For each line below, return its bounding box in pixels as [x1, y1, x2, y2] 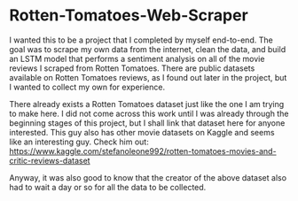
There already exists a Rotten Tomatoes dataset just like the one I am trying [9, 98, 285, 109]
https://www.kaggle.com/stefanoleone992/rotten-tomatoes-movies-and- [9, 145, 277, 156]
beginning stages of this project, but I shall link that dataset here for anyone [9, 117, 286, 128]
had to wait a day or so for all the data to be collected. [9, 182, 207, 192]
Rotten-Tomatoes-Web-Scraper [9, 5, 248, 26]
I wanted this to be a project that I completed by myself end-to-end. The [9, 35, 273, 45]
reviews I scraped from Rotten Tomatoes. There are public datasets [9, 63, 255, 73]
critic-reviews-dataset [9, 155, 90, 166]
